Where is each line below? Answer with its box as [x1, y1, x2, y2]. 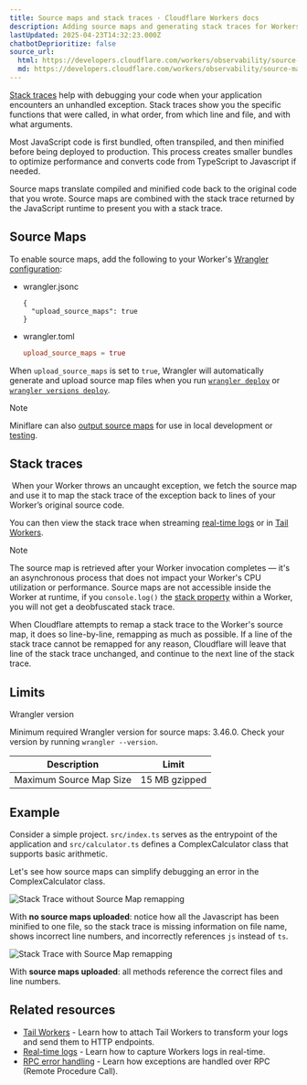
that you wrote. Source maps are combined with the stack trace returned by [9, 193, 295, 204]
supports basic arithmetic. [9, 848, 108, 859]
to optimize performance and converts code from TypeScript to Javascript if [9, 156, 297, 167]
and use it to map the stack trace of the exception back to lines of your [9, 490, 276, 501]
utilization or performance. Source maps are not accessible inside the [9, 582, 271, 593]
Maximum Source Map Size [14, 774, 132, 787]
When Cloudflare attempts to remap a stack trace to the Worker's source [9, 619, 283, 630]
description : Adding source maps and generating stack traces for [9, 22, 268, 31]
